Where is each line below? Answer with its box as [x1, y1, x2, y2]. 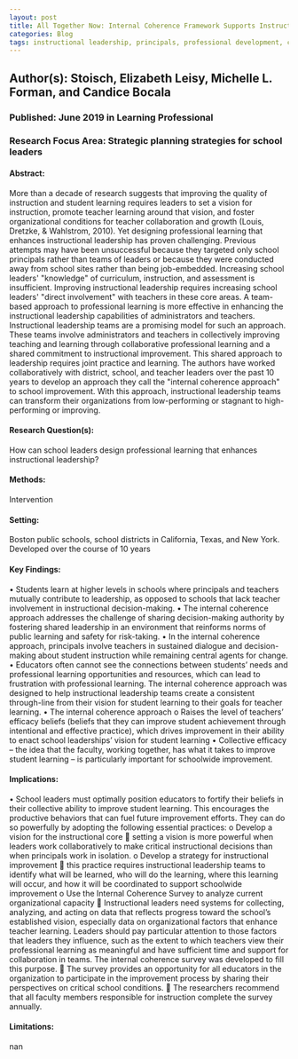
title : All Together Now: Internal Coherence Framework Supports [9, 21, 255, 30]
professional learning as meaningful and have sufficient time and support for [9, 944, 289, 955]
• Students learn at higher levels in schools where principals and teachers [9, 583, 279, 595]
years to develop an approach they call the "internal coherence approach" [9, 376, 280, 387]
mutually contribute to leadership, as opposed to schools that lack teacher [9, 593, 281, 604]
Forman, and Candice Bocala [9, 84, 171, 99]
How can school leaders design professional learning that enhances [9, 445, 258, 455]
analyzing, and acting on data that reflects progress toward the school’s [9, 906, 271, 917]
